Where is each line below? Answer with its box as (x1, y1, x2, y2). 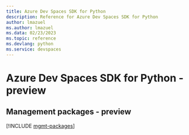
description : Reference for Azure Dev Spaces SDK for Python (6, 14, 159, 20)
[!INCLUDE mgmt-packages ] (6, 122, 75, 129)
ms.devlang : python (6, 41, 54, 47)
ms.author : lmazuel (6, 24, 54, 31)
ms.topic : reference (6, 35, 57, 41)
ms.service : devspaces (6, 47, 61, 52)
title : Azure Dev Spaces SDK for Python (6, 8, 106, 15)
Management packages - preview (6, 107, 132, 117)
